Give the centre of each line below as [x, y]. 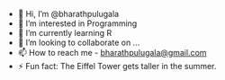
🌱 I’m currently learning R [65, 33]
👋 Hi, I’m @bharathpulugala [68, 14]
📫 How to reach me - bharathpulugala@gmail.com [112, 53]
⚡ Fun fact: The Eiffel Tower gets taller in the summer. [117, 66]
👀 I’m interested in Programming [77, 23]
